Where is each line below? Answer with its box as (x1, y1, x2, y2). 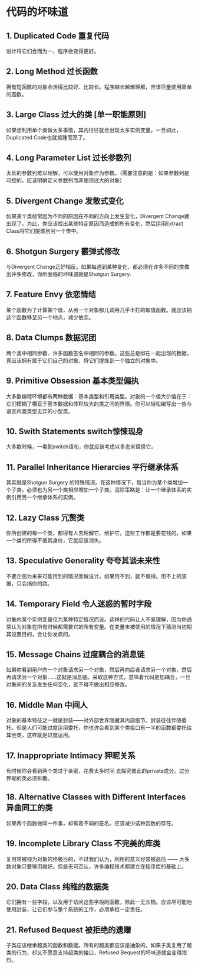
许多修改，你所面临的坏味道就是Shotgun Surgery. (11, 271, 131, 278)
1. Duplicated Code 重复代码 (6, 31, 110, 41)
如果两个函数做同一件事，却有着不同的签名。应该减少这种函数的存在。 (6, 820, 177, 827)
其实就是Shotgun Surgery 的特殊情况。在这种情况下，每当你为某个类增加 (6, 479, 183, 486)
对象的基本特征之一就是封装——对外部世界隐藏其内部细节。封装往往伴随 (6, 717, 181, 724)
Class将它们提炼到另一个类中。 (6, 227, 82, 235)
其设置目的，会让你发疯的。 (6, 630, 74, 638)
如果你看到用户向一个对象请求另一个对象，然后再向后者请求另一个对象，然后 (6, 666, 192, 674)
